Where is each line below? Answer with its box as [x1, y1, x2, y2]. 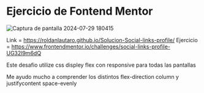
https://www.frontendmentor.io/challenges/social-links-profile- [11, 43, 170, 50]
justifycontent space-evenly [6, 80, 77, 87]
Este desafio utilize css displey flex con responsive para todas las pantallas [6, 61, 196, 69]
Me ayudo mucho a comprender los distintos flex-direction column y [6, 73, 179, 80]
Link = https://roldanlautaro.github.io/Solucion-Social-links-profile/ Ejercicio [6, 36, 198, 43]
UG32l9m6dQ [6, 49, 42, 56]
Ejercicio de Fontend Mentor [6, 4, 153, 18]
